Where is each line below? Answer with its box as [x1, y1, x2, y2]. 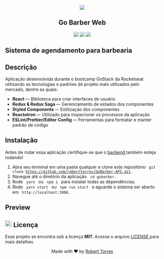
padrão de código [12, 122, 48, 128]
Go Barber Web [58, 19, 106, 27]
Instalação [5, 136, 38, 145]
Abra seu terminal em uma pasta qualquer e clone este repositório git [12, 164, 156, 170]
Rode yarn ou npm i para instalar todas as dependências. [12, 179, 136, 184]
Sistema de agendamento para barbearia [5, 47, 133, 55]
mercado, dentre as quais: [5, 86, 58, 93]
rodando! [5, 155, 23, 160]
